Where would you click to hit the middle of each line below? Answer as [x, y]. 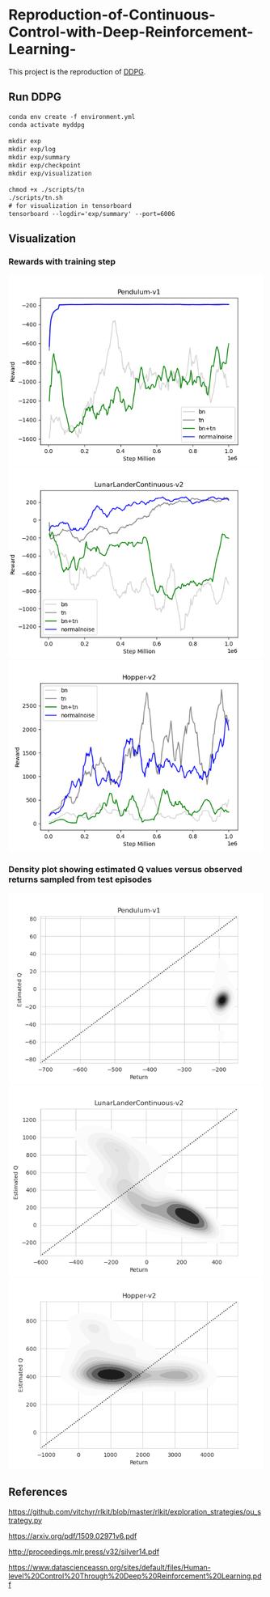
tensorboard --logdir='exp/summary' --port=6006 [92, 214]
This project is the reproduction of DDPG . [77, 71]
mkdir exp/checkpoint [45, 165]
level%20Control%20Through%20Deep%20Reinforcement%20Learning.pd [135, 1576]
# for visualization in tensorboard [70, 205]
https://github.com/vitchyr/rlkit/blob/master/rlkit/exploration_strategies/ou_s [135, 1511]
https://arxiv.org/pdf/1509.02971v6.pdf [73, 1536]
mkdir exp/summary [39, 157]
